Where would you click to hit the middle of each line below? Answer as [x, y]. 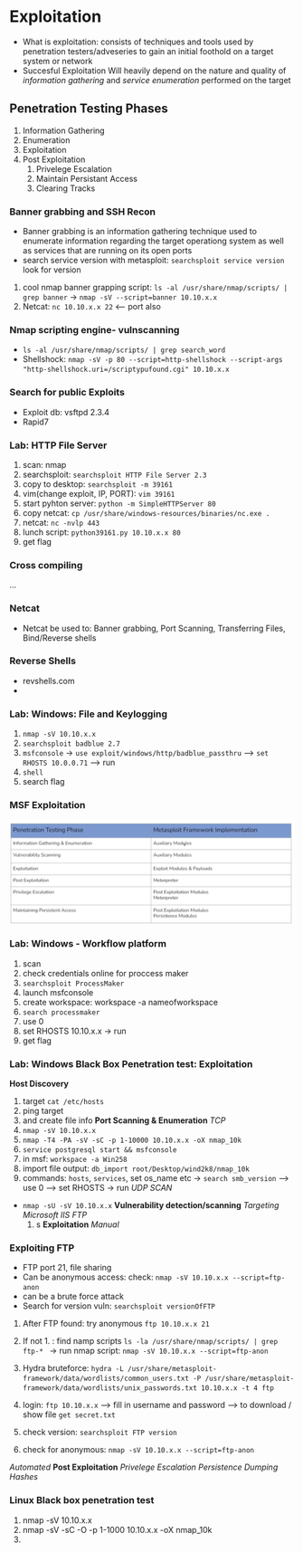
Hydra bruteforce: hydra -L [73, 1368]
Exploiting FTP [42, 1248]
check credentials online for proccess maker [105, 973]
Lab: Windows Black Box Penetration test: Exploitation [131, 1063]
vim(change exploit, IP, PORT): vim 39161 [99, 493]
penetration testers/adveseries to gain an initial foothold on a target [148, 51]
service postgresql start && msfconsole [99, 1150]
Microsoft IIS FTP [55, 1215]
